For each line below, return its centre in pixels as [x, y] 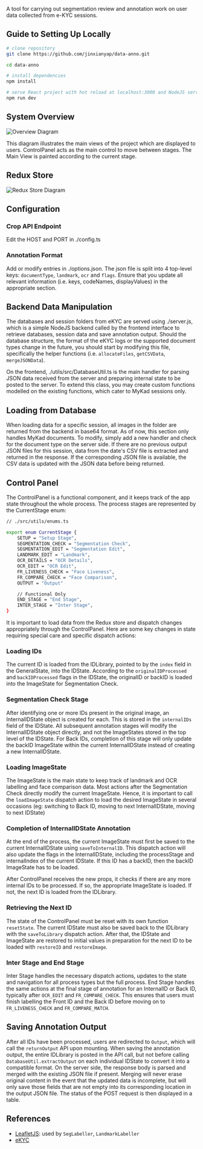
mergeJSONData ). [26, 360]
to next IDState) [26, 812]
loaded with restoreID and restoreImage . [57, 947]
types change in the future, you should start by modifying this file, [88, 347]
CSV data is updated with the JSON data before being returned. [85, 464]
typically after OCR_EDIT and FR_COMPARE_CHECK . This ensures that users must [100, 995]
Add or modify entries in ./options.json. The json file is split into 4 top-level [99, 268]
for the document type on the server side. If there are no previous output [97, 444]
